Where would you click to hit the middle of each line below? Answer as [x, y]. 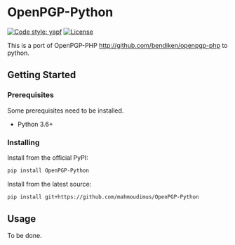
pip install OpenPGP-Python [48, 170]
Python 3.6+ [35, 124]
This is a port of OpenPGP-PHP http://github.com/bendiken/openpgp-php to [117, 45]
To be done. [25, 236]
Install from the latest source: [49, 184]
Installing [23, 142]
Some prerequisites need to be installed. [66, 111]
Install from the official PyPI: [48, 157]
